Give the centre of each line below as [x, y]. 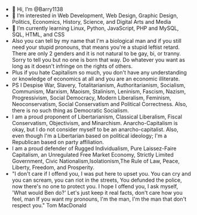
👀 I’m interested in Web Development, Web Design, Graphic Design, [95, 15]
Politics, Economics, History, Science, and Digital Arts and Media [91, 22]
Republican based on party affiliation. [58, 142]
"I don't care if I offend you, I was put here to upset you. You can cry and [101, 174]
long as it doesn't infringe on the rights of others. [72, 66]
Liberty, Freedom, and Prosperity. [53, 167]
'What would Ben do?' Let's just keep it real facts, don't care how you [97, 193]
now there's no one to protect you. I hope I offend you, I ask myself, [95, 186]
